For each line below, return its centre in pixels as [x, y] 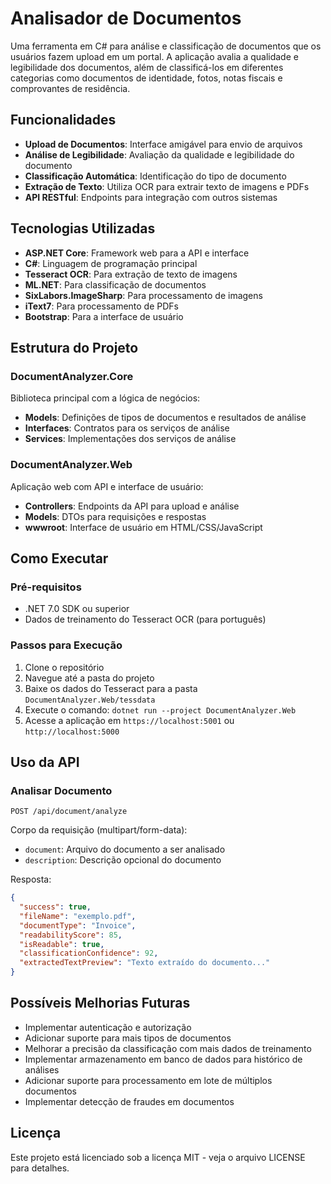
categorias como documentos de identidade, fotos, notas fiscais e [146, 78]
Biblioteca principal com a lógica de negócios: [105, 398]
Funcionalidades [63, 120]
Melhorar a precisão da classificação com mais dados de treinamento [168, 1048]
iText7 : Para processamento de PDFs [101, 306]
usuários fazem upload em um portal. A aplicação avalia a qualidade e [154, 56]
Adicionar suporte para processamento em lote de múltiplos [148, 1080]
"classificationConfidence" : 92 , [89, 953]
